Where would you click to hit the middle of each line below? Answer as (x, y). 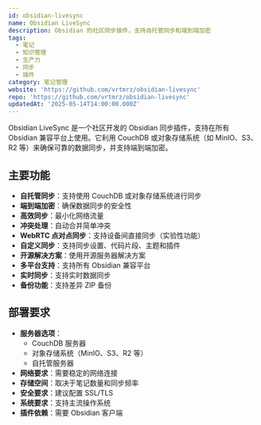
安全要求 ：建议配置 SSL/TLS (66, 392)
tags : (17, 38)
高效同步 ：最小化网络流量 (62, 215)
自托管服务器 (53, 363)
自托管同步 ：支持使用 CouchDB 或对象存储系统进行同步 (111, 195)
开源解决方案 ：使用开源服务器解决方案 (82, 255)
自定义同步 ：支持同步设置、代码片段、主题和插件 (100, 245)
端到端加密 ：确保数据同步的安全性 (76, 205)
